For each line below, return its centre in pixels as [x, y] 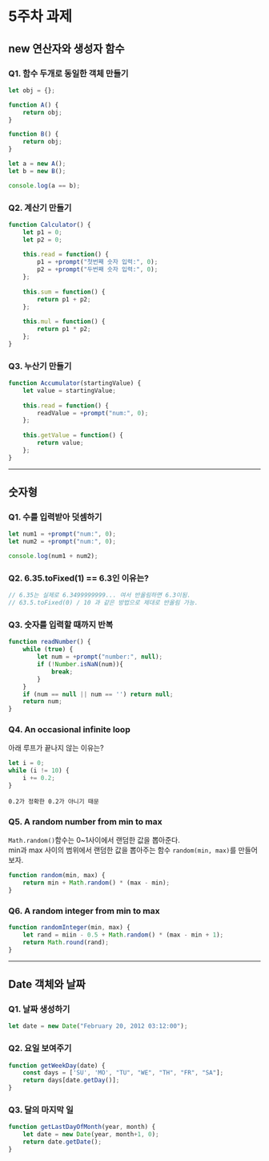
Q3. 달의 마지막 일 [41, 1110]
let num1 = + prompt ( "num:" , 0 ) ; [62, 534]
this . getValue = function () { [73, 435]
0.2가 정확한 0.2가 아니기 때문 [54, 801]
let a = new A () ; [37, 164]
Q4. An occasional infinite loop [69, 730]
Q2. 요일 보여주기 [40, 1049]
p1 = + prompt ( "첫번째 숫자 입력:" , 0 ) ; [98, 262]
